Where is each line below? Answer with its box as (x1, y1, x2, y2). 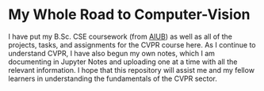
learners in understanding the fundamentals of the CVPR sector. (8, 74, 218, 83)
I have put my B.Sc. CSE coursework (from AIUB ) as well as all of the (8, 32, 232, 41)
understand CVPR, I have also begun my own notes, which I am (8, 48, 216, 58)
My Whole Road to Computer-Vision (8, 6, 251, 24)
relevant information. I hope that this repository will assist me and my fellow (8, 65, 255, 74)
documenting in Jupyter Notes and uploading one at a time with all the (8, 57, 238, 66)
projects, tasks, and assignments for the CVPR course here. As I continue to (8, 40, 256, 49)
